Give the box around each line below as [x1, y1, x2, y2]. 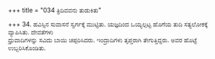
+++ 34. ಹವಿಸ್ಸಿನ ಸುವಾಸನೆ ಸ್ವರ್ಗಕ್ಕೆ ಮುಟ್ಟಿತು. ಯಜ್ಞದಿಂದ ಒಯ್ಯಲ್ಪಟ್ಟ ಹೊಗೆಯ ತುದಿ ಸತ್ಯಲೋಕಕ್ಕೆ [8, 20, 208, 28]
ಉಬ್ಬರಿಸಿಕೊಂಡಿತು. [8, 44, 47, 52]
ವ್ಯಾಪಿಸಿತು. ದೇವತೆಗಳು [8, 28, 54, 36]
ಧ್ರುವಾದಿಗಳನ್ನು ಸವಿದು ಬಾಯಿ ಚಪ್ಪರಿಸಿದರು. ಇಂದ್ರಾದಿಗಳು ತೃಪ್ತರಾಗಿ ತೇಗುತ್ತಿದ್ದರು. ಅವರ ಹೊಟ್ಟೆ [8, 36, 197, 44]
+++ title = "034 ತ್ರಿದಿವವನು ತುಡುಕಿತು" [8, 6, 102, 14]
